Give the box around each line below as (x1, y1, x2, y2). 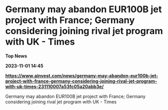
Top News (5, 52, 27, 59)
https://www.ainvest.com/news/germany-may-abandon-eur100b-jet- (5, 72, 159, 78)
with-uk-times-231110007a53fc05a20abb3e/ (5, 83, 104, 90)
